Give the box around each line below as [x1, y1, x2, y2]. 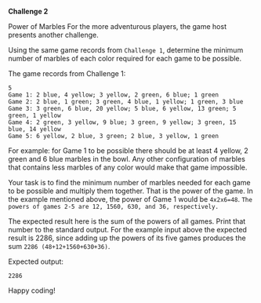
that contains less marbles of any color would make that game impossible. [8, 162, 248, 172]
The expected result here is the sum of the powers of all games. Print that [8, 217, 246, 226]
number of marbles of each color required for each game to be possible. [8, 54, 242, 63]
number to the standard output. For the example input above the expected [8, 225, 247, 234]
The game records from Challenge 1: [8, 69, 126, 78]
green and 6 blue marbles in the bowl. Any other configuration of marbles [8, 155, 245, 163]
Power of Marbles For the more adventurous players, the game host [8, 22, 227, 31]
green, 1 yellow [8, 111, 61, 119]
